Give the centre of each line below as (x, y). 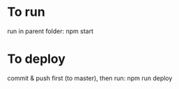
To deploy (37, 59)
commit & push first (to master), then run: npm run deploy (90, 78)
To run (26, 12)
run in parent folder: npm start (50, 31)
